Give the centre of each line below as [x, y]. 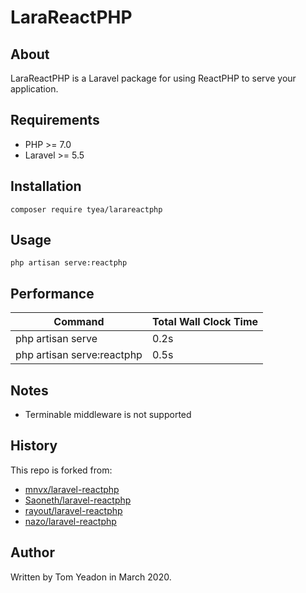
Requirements [55, 120]
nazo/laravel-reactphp [70, 521]
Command [79, 322]
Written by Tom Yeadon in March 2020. [91, 577]
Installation [46, 186]
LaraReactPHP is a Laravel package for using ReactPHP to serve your [153, 78]
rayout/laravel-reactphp [73, 510]
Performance [52, 293]
